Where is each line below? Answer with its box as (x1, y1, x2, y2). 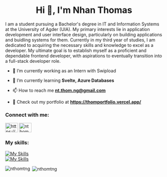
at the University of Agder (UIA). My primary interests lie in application (5, 26, 150, 32)
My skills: (5, 139, 29, 146)
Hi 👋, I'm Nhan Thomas (35, 4, 132, 16)
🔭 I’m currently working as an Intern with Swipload (12, 67, 116, 74)
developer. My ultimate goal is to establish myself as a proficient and (5, 47, 146, 53)
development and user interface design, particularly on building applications (5, 31, 162, 37)
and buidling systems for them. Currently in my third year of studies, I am (5, 37, 156, 43)
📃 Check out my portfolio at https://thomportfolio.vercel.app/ (12, 99, 141, 105)
